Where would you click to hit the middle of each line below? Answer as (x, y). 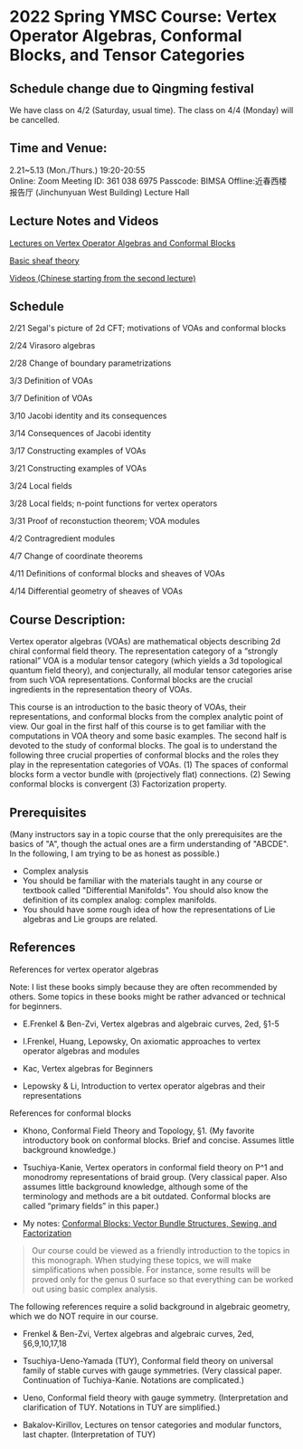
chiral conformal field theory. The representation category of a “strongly (144, 651)
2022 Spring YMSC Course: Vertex (143, 17)
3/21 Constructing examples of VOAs (78, 469)
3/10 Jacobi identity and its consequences (88, 416)
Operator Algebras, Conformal (126, 36)
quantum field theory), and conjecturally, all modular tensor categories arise (151, 671)
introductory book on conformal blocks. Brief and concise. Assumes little (158, 1140)
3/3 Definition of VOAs (51, 381)
